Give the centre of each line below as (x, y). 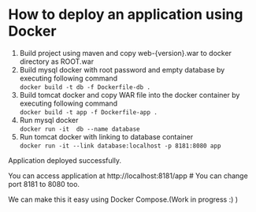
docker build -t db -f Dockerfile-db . (85, 87)
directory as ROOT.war (57, 61)
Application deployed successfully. (65, 160)
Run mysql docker (49, 120)
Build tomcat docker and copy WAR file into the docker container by (130, 95)
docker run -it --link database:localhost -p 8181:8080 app (120, 146)
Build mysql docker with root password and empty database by (122, 69)
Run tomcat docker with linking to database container (106, 136)
